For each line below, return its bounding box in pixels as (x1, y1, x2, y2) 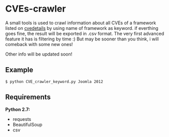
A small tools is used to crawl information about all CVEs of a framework (5, 20, 156, 26)
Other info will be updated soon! (5, 51, 73, 57)
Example (5, 66, 33, 74)
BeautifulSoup (12, 121, 43, 127)
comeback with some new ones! (5, 41, 73, 47)
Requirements (5, 93, 51, 102)
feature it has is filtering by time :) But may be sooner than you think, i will (5, 36, 159, 42)
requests (12, 116, 31, 122)
